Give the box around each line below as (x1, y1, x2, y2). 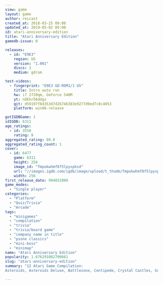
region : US (14, 56, 36, 61)
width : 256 (14, 173, 36, 178)
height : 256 (14, 160, 38, 165)
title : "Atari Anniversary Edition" (5, 34, 79, 39)
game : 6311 (14, 155, 36, 160)
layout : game (5, 12, 32, 17)
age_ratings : (5, 124, 32, 129)
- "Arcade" (9, 205, 32, 210)
